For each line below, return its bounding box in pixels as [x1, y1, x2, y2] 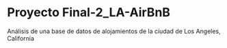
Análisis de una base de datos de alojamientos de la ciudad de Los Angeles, [7, 27, 221, 35]
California [7, 34, 35, 42]
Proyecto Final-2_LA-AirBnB [7, 5, 171, 20]
